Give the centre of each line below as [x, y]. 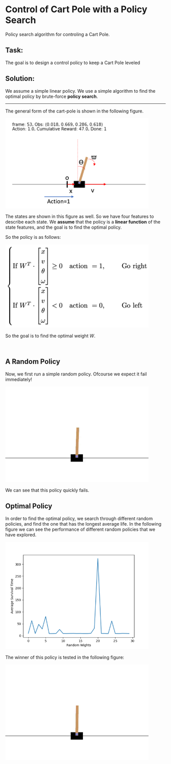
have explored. [21, 535]
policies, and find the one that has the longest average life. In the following [83, 524]
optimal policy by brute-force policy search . [52, 96]
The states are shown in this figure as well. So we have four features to [80, 216]
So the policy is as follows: [33, 237]
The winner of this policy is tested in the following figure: [65, 658]
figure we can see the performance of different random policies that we [80, 529]
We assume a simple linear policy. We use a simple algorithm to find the [80, 91]
